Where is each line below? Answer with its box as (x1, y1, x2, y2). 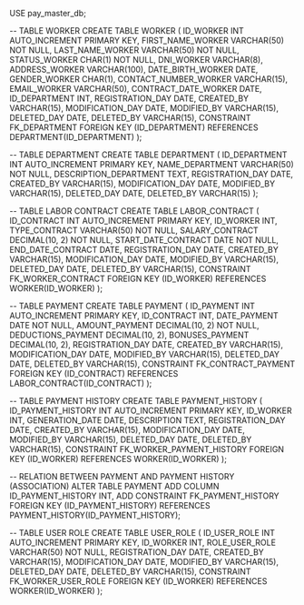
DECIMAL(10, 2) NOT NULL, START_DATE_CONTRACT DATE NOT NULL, (9, 235, 279, 245)
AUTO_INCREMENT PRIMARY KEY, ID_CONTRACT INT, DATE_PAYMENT (9, 310, 279, 321)
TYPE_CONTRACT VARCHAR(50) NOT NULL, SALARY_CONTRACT (9, 225, 259, 236)
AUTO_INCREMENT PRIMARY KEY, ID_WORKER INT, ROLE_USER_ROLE (9, 537, 277, 548)
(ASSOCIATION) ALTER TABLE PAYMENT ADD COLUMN (9, 481, 220, 491)
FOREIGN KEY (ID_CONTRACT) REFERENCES (9, 368, 179, 378)
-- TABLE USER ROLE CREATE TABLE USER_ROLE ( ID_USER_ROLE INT (9, 528, 275, 538)
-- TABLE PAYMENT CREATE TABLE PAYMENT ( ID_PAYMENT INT (9, 300, 256, 311)
